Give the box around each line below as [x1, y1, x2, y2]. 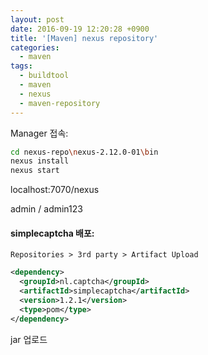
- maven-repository [19, 98, 101, 108]
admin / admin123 [10, 203, 83, 215]
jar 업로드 [10, 333, 48, 345]
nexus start [10, 166, 60, 176]
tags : [10, 61, 33, 71]
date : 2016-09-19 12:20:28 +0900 [10, 24, 150, 34]
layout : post [10, 14, 65, 25]
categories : [10, 42, 60, 53]
